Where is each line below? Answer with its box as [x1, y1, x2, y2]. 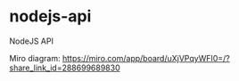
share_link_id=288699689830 [9, 62, 120, 73]
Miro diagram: [9, 53, 61, 63]
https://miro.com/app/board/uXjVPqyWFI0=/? [62, 53, 230, 63]
